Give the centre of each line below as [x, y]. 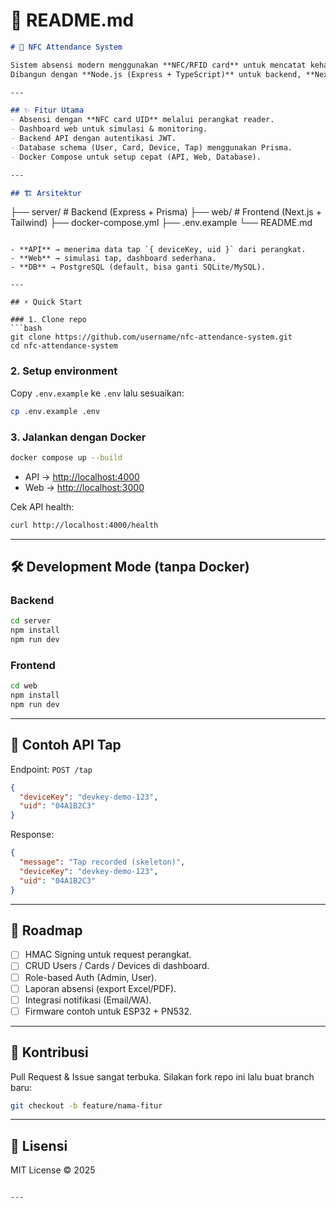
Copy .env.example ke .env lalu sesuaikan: [97, 393]
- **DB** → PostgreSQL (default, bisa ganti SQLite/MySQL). [138, 267]
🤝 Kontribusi [49, 1052]
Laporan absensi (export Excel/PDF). [100, 988]
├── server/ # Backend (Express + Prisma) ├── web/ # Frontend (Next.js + [166, 212]
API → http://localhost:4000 [82, 476]
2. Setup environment [64, 371]
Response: [32, 835]
